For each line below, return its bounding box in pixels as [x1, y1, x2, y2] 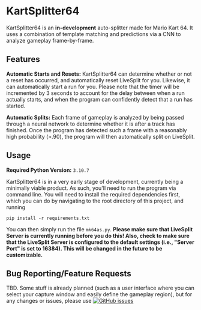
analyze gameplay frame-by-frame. [6, 37, 94, 44]
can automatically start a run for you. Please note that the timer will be [6, 83, 180, 90]
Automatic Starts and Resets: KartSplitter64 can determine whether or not [6, 70, 192, 77]
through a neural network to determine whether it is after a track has [6, 120, 175, 127]
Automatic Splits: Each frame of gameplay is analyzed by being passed [6, 114, 184, 121]
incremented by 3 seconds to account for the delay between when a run [6, 89, 185, 97]
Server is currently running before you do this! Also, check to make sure [6, 232, 190, 239]
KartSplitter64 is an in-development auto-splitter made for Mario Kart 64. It [6, 24, 193, 31]
